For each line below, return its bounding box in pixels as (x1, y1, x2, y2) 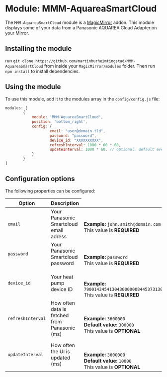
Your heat (50, 273, 74, 280)
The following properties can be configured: (5, 188, 95, 194)
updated (50, 354, 71, 361)
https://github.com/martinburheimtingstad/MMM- (35, 58, 136, 64)
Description (50, 199, 80, 206)
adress (50, 233, 67, 240)
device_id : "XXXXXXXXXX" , (49, 138, 103, 143)
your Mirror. (5, 30, 29, 36)
